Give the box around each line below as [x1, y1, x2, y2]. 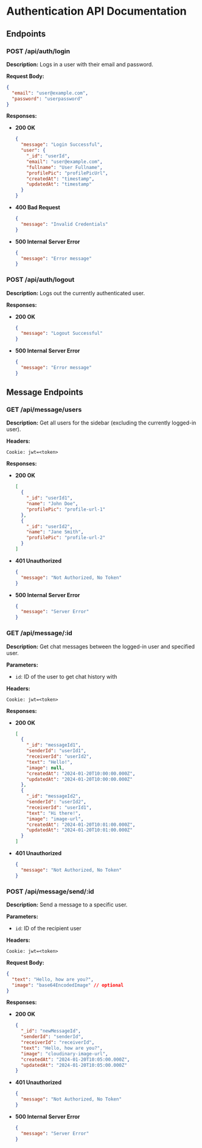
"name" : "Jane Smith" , [26, 529, 84, 535]
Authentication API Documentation [6, 4, 187, 18]
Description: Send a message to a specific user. [6, 901, 128, 908]
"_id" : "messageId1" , [26, 742, 81, 748]
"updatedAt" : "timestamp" [26, 181, 92, 187]
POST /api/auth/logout [6, 276, 75, 284]
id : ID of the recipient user [15, 924, 82, 931]
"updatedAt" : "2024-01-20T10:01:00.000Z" [26, 827, 133, 833]
